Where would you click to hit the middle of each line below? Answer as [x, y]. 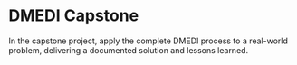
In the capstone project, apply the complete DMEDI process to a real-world [148, 41]
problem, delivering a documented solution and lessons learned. [129, 50]
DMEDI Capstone [74, 16]
